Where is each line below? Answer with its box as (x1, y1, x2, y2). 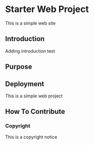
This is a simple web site (5, 20, 56, 26)
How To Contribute (5, 107, 65, 116)
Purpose (5, 63, 32, 71)
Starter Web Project (5, 4, 89, 15)
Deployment (5, 79, 44, 88)
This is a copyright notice (5, 134, 57, 140)
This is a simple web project (5, 93, 63, 99)
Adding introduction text (5, 48, 55, 54)
